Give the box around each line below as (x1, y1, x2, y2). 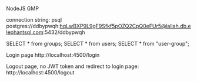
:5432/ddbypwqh (43, 29, 85, 36)
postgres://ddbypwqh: (6, 23, 60, 29)
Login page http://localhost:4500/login (6, 52, 100, 58)
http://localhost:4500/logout (6, 69, 75, 76)
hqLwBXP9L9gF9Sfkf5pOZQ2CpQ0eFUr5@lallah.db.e (59, 23, 191, 29)
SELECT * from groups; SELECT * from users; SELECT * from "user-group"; (6, 40, 190, 47)
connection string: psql (6, 16, 62, 23)
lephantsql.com (6, 29, 44, 36)
